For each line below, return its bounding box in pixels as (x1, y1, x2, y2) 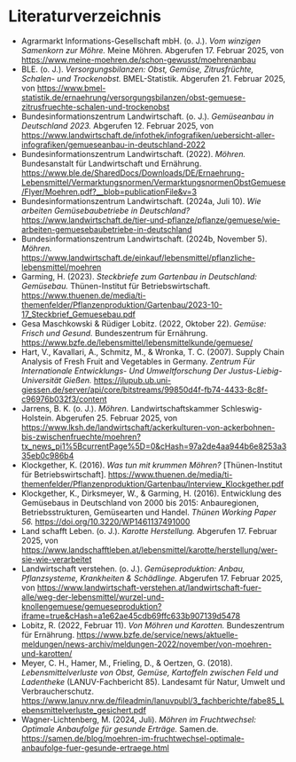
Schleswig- (221, 403, 263, 413)
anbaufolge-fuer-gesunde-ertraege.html (20, 742, 169, 753)
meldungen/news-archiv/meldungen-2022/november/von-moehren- (20, 639, 272, 649)
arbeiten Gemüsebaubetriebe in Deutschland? (20, 205, 191, 216)
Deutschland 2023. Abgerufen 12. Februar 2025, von (20, 120, 214, 130)
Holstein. (20, 412, 54, 423)
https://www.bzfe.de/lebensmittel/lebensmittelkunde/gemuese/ (20, 337, 253, 348)
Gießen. (63, 374, 92, 385)
